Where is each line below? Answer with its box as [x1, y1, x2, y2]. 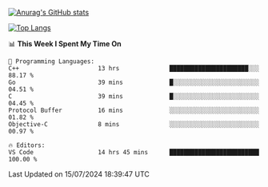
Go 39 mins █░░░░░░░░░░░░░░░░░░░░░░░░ [8, 78, 260, 86]
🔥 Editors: [8, 141, 46, 149]
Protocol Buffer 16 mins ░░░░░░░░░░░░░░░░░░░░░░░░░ [8, 106, 260, 114]
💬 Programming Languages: [8, 58, 94, 66]
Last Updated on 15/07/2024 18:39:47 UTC [8, 169, 150, 179]
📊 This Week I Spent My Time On [8, 39, 122, 48]
